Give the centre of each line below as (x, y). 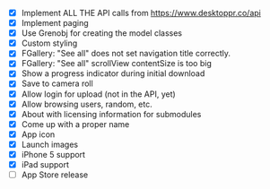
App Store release (55, 175)
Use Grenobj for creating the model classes (102, 33)
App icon (38, 134)
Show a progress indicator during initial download (113, 73)
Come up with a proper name (75, 124)
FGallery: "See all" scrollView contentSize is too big (117, 64)
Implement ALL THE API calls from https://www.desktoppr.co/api (141, 13)
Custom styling (49, 43)
